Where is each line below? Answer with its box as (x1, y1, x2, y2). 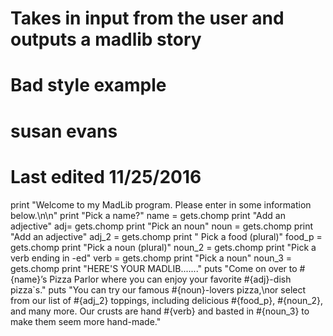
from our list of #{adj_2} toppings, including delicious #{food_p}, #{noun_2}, (10, 294, 324, 306)
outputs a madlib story (10, 28, 202, 51)
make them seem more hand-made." (10, 315, 162, 327)
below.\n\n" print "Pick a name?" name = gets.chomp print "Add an (10, 209, 286, 221)
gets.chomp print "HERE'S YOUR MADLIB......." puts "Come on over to (10, 262, 298, 274)
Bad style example (10, 74, 167, 97)
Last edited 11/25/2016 (10, 165, 202, 188)
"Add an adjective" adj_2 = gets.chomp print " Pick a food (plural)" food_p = (10, 230, 323, 242)
